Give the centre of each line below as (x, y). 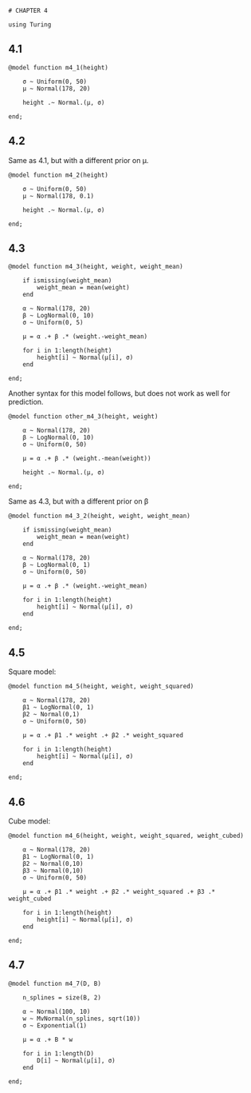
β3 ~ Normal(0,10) (53, 871)
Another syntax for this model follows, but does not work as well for (120, 393)
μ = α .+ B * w (48, 1039)
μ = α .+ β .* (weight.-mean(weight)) (87, 459)
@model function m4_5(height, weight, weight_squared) (101, 687)
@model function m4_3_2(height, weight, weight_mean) (100, 516)
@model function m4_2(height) (59, 175)
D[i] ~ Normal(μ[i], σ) (76, 1060)
